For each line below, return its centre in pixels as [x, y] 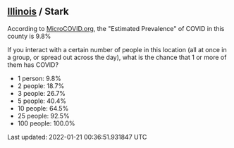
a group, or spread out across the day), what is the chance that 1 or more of [117, 57]
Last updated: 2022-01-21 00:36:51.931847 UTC [77, 137]
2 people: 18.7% [41, 86]
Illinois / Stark [38, 12]
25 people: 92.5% [43, 116]
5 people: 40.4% [42, 101]
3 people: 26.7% [41, 93]
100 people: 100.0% [46, 123]
